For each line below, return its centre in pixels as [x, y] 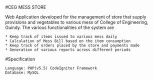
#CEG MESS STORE [26, 7]
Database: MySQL [22, 72]
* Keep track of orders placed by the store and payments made [72, 45]
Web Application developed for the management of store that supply [76, 17]
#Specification [20, 59]
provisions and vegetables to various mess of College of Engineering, [77, 22]
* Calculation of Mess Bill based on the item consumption [68, 41]
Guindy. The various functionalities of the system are [59, 27]
